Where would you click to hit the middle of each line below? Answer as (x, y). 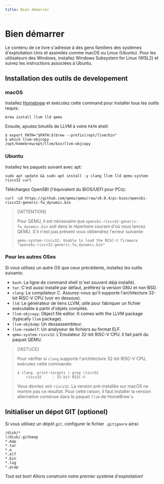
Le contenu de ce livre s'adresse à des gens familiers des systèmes (73, 48)
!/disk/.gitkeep (22, 437)
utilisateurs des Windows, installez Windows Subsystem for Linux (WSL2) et (82, 58)
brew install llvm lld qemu (34, 117)
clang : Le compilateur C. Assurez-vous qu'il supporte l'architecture (80, 292)
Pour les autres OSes (31, 257)
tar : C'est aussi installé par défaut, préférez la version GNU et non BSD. (84, 288)
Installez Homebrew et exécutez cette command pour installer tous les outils (82, 103)
